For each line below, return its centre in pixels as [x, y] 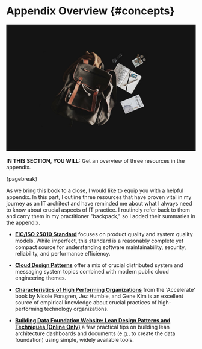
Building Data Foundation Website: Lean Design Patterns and [93, 320]
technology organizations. [77, 309]
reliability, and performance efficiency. [63, 253]
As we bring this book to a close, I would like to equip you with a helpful [95, 190]
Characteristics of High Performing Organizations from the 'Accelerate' [105, 289]
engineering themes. [41, 278]
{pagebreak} [22, 178]
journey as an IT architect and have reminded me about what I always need [99, 203]
